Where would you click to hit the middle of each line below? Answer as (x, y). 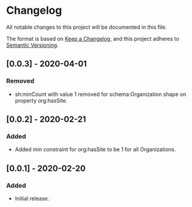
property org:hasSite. (41, 100)
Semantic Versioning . (32, 45)
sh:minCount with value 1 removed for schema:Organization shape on (100, 94)
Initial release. (32, 198)
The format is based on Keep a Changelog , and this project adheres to (93, 38)
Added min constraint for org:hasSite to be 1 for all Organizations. (95, 149)
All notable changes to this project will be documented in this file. (87, 27)
